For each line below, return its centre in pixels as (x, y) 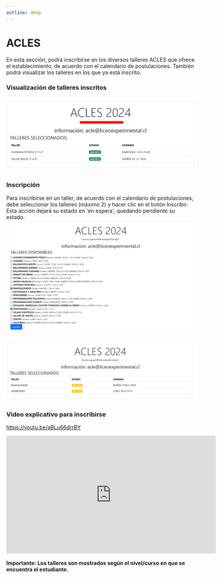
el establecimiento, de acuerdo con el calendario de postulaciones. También (100, 66)
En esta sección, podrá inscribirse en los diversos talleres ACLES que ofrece (101, 59)
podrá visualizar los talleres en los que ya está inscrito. (74, 72)
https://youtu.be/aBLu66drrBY (44, 427)
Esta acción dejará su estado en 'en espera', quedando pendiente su (91, 211)
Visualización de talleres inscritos (57, 88)
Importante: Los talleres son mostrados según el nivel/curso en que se (96, 563)
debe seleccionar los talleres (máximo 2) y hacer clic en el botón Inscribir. (97, 204)
